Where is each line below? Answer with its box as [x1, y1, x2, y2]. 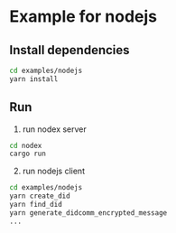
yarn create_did [9, 191, 70, 200]
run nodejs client [22, 165, 86, 177]
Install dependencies [9, 42, 130, 58]
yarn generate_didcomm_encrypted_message [9, 208, 168, 218]
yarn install [9, 74, 59, 83]
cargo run [9, 149, 47, 159]
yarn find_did [9, 200, 63, 210]
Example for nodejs [9, 6, 158, 27]
